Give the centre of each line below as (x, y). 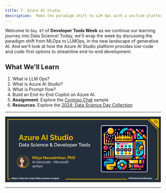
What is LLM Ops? (31, 79)
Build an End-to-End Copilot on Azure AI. (54, 95)
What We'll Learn (32, 67)
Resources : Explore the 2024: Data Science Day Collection (72, 105)
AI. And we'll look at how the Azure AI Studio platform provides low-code (79, 46)
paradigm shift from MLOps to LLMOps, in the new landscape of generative (82, 41)
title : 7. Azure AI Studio (33, 10)
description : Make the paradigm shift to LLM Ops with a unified (75, 16)
